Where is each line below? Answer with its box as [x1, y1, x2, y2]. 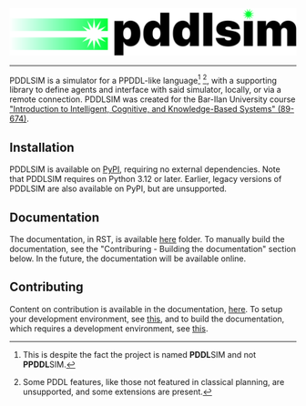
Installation [9, 139, 75, 155]
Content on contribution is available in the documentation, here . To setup [9, 303, 283, 314]
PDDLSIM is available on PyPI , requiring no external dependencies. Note [9, 164, 280, 175]
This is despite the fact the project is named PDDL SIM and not [22, 349, 257, 360]
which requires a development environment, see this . [9, 322, 209, 334]
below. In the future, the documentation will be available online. [9, 253, 247, 264]
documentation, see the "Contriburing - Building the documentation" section [9, 243, 296, 254]
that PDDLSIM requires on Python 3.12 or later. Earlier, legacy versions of [9, 174, 282, 185]
